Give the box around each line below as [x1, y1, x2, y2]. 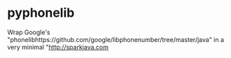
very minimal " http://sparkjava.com [7, 43, 109, 51]
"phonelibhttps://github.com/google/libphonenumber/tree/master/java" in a [7, 35, 225, 43]
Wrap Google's [7, 28, 50, 36]
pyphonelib [7, 5, 75, 21]
